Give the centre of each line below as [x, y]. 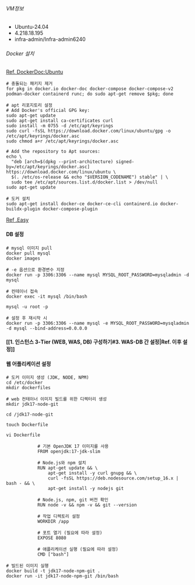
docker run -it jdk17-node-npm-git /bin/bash [62, 576]
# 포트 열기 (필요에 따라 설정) [70, 533]
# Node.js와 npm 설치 [62, 463]
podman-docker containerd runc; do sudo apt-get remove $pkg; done [90, 94]
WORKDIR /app [53, 522]
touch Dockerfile [27, 425]
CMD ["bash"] [53, 555]
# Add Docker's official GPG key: [48, 111]
